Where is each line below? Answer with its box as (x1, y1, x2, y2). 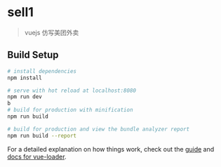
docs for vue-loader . (7, 152, 67, 161)
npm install (7, 74, 42, 81)
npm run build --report (7, 132, 77, 139)
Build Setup (7, 49, 59, 61)
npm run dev (7, 93, 42, 100)
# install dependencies (7, 67, 77, 74)
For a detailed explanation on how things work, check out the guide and (7, 145, 215, 153)
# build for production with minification (7, 107, 133, 114)
